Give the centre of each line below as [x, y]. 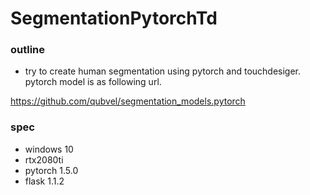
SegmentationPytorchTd [114, 18]
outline [28, 50]
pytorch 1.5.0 [51, 170]
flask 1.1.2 [44, 181]
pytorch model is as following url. [93, 82]
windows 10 [49, 149]
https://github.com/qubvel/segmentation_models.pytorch [128, 101]
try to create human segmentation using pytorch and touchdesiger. [163, 71]
